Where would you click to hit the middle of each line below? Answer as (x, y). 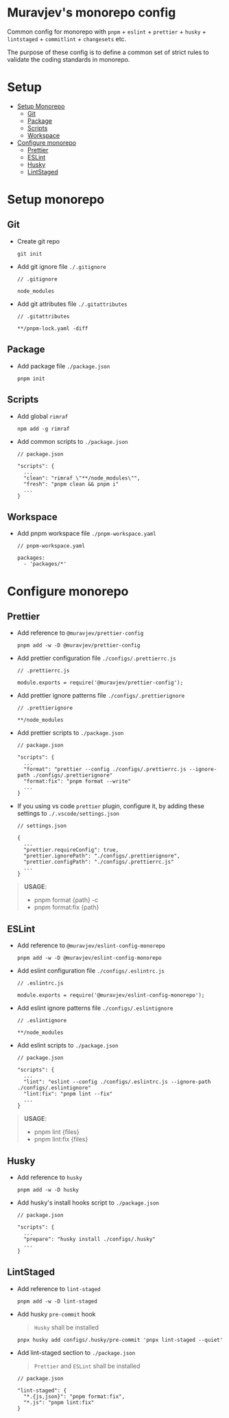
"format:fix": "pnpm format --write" (77, 781)
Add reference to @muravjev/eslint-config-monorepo (91, 945)
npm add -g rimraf (43, 429)
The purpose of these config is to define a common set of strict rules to (108, 52)
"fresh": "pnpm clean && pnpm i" (71, 484)
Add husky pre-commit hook (56, 1314)
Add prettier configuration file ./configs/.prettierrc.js (96, 658)
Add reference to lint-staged (59, 1288)
